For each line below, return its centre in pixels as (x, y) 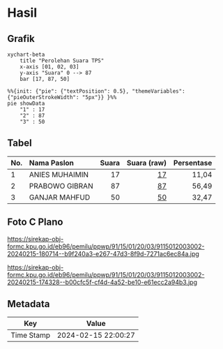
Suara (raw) (147, 163)
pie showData (26, 103)
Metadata (29, 304)
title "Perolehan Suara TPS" (62, 61)
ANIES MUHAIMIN (59, 174)
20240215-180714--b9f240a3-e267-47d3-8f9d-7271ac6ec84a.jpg (103, 253)
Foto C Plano (35, 222)
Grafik (21, 39)
